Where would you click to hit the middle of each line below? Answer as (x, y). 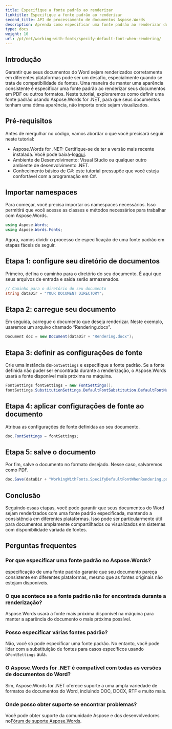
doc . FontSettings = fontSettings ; (42, 436)
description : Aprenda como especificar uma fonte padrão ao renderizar (83, 24)
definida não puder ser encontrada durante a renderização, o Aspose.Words (86, 370)
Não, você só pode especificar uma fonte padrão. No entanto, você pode (82, 644)
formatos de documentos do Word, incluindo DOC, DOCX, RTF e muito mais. (86, 691)
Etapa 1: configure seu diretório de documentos (83, 261)
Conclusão (23, 495)
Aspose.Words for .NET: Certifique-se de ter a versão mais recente (83, 149)
